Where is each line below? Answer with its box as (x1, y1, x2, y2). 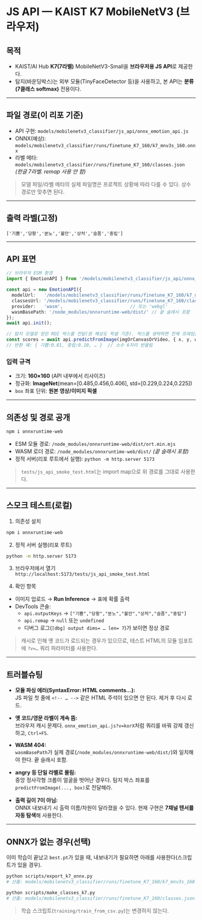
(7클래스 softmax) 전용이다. (14, 85, 82, 93)
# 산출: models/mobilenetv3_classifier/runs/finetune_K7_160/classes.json (6, 895, 195, 901)
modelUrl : (11, 292, 36, 299)
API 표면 (6, 254, 36, 264)
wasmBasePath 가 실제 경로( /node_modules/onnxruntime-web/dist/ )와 (14, 749, 178, 756)
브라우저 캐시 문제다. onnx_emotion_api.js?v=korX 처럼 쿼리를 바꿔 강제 (14, 722, 183, 730)
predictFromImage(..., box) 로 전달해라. (14, 784, 113, 791)
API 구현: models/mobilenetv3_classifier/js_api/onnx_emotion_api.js (14, 127, 189, 135)
